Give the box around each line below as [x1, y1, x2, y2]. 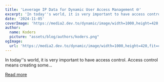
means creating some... [5, 62, 53, 68]
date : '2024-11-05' [5, 16, 45, 21]
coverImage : [5, 20, 29, 26]
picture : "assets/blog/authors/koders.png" [9, 35, 99, 40]
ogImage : [5, 39, 23, 44]
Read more [5, 71, 27, 77]
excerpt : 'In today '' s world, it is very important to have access [5, 12, 145, 17]
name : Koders [9, 30, 36, 35]
